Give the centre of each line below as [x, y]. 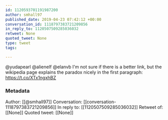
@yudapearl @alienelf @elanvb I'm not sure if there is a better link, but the [83, 67]
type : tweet [18, 43]
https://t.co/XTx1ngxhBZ [31, 77]
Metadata [17, 91]
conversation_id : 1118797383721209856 [46, 24]
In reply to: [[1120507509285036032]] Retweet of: [110, 107]
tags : [11, 48]
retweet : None [20, 34]
